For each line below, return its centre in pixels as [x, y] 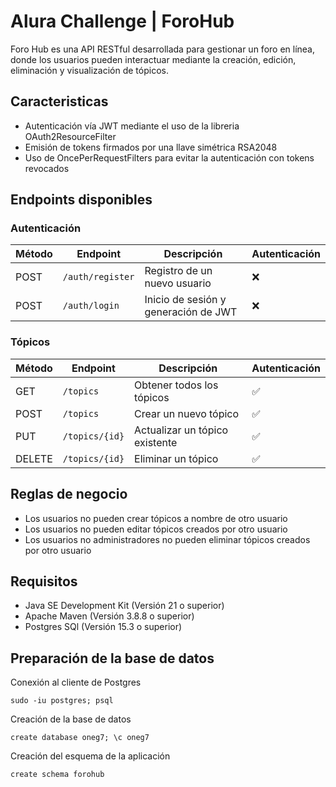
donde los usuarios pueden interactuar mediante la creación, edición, [153, 59]
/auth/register [98, 277]
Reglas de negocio [69, 494]
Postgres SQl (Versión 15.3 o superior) [103, 627]
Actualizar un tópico [181, 430]
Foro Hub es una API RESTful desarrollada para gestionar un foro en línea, [163, 49]
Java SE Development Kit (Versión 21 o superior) [124, 606]
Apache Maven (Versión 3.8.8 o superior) [109, 616]
